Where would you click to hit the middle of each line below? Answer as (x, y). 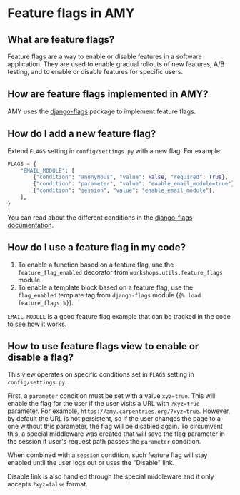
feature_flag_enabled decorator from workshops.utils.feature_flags (120, 272)
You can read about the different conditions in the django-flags (100, 217)
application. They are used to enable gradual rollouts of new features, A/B (116, 64)
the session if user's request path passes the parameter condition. (104, 442)
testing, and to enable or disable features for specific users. (95, 72)
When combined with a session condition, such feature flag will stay (107, 455)
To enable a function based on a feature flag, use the (96, 265)
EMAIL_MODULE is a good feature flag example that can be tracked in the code (119, 316)
